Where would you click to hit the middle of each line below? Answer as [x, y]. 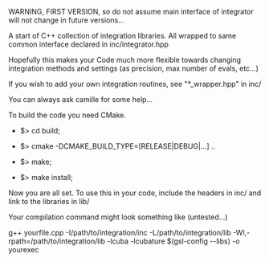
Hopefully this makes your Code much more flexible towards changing [125, 60]
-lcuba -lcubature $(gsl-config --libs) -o [173, 241]
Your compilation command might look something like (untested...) [118, 217]
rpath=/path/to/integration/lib [57, 241]
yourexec [24, 250]
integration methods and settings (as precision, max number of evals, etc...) [134, 68]
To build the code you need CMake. [67, 115]
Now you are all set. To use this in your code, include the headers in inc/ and [135, 193]
